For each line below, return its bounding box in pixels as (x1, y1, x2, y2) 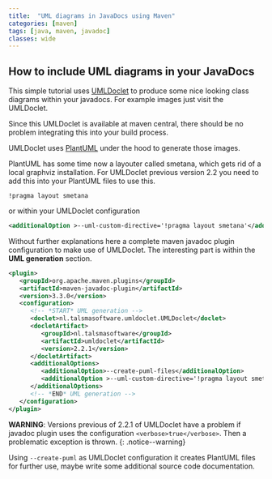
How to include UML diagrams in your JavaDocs (8, 64, 255, 78)
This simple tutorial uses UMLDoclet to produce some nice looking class (8, 86, 249, 96)
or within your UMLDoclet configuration (8, 206, 140, 216)
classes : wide (8, 34, 57, 43)
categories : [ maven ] (8, 19, 79, 28)
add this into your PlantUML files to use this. (8, 176, 156, 186)
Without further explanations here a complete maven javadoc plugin (8, 236, 235, 246)
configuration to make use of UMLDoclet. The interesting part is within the (8, 245, 256, 254)
